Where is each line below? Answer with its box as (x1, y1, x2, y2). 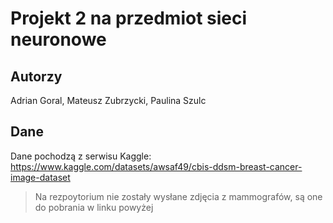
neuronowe (10, 28, 107, 51)
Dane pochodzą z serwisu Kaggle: (10, 150, 152, 162)
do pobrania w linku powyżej (34, 201, 154, 213)
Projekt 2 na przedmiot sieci (10, 7, 248, 30)
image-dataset (10, 171, 71, 183)
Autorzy (10, 68, 63, 85)
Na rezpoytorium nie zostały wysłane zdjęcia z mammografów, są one (34, 190, 323, 202)
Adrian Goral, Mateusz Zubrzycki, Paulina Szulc (10, 95, 207, 106)
